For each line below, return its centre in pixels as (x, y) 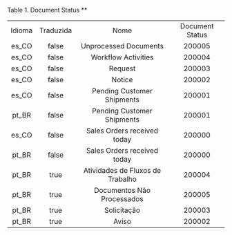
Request (122, 68)
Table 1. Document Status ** (47, 10)
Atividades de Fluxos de (122, 170)
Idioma (22, 30)
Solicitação (122, 210)
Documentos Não (122, 190)
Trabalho (122, 179)
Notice (122, 80)
